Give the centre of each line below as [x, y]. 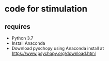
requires [17, 27]
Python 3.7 [22, 38]
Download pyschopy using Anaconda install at [58, 48]
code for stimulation [46, 9]
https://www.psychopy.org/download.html [54, 53]
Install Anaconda [28, 43]
